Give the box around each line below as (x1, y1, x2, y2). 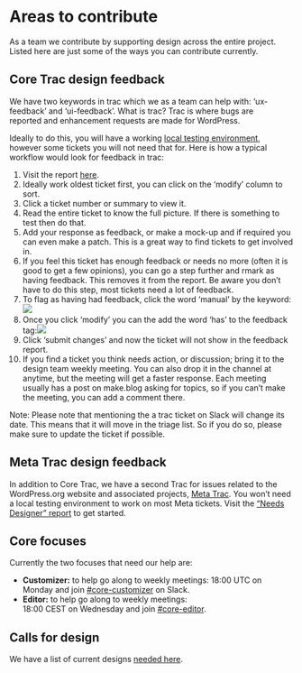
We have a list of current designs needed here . (9, 654, 183, 665)
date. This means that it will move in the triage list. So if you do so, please (9, 419, 282, 429)
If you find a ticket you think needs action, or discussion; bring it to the (22, 354, 285, 364)
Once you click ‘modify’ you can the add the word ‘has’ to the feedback (22, 314, 288, 325)
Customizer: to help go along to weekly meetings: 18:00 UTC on (22, 575, 262, 585)
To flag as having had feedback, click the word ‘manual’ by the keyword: (22, 293, 291, 304)
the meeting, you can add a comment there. (22, 392, 186, 402)
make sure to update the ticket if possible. (9, 429, 165, 439)
